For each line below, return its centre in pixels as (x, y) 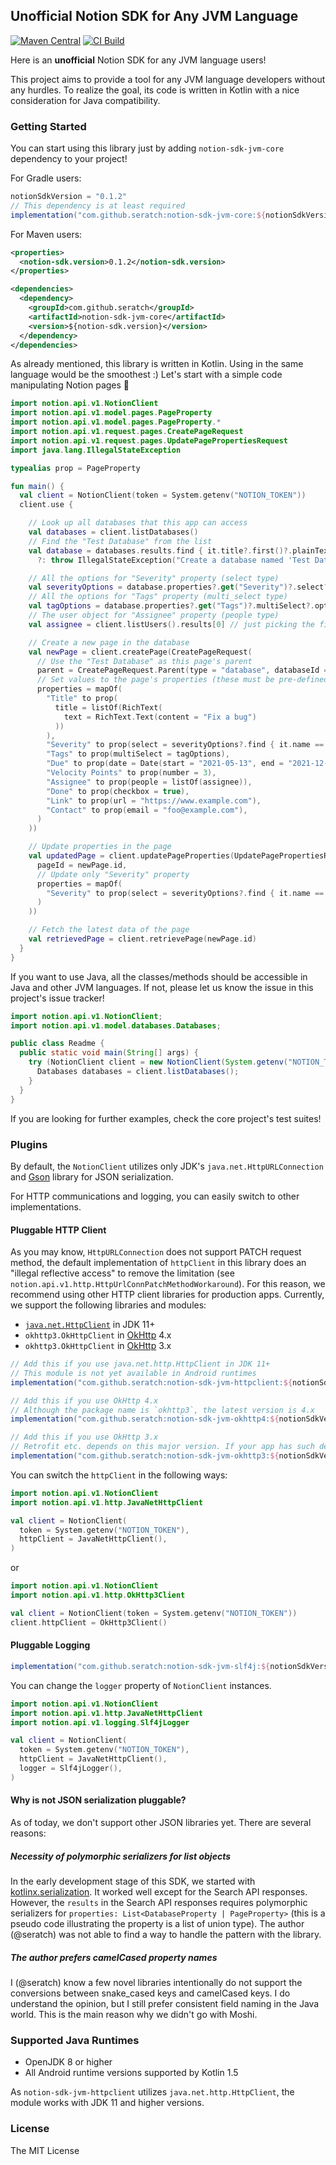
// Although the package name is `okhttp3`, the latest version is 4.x (162, 1410)
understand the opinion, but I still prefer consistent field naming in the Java (165, 2003)
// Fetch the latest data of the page (109, 930)
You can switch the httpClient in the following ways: (119, 1475)
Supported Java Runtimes (75, 2040)
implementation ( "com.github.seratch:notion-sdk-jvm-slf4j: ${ (140, 1666)
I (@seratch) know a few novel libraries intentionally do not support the (156, 1982)
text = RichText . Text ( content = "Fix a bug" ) (160, 717)
